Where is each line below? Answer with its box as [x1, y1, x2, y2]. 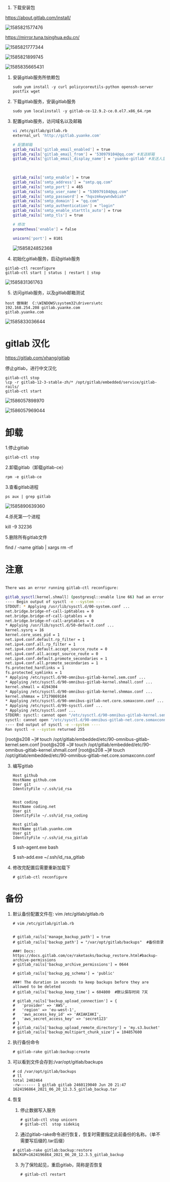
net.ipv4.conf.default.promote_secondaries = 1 [5, 656, 108, 661]
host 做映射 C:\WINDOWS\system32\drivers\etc [5, 300, 103, 306]
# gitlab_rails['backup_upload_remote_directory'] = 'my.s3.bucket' [12, 1025, 160, 1030]
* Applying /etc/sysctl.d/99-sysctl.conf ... [5, 703, 103, 708]
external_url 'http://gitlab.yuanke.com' [12, 133, 102, 138]
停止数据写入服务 [20, 1107, 56, 1113]
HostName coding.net [12, 804, 56, 809]
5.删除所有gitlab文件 [5, 534, 48, 540]
